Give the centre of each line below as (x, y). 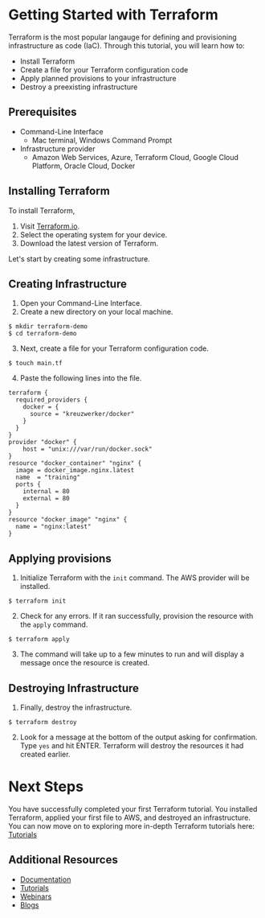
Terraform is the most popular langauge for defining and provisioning (122, 37)
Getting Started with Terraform (113, 15)
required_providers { (52, 400)
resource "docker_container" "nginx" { (75, 463)
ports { (29, 484)
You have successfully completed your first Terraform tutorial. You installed (133, 809)
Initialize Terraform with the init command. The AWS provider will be (135, 578)
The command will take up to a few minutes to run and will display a (132, 654)
